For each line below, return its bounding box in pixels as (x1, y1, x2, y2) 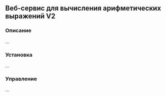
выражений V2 (5, 12, 56, 21)
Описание (5, 27, 32, 34)
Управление (5, 75, 37, 82)
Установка (5, 51, 33, 58)
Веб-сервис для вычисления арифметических (5, 4, 161, 13)
